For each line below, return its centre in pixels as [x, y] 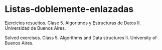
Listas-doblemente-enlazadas [69, 9]
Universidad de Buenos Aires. [35, 28]
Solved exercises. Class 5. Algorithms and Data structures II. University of [81, 38]
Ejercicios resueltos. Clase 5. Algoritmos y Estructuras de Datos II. [73, 23]
